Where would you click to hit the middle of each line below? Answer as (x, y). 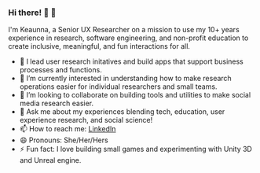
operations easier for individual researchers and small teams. (118, 86)
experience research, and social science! (86, 120)
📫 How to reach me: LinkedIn (68, 129)
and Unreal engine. (50, 160)
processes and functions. (60, 70)
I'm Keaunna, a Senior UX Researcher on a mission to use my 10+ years (124, 30)
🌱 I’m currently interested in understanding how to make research (125, 79)
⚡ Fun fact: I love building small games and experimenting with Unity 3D (136, 149)
